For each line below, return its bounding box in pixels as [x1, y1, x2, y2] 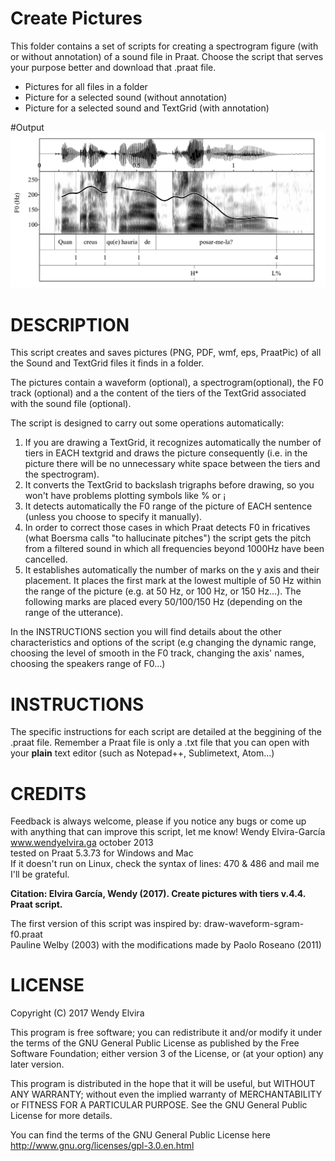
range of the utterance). [24, 607, 124, 619]
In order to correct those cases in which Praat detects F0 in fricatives [24, 522, 311, 534]
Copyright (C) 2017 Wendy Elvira [10, 1007, 145, 1019]
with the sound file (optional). [10, 398, 132, 410]
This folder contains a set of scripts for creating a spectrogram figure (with [10, 40, 319, 52]
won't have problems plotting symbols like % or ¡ [24, 490, 227, 502]
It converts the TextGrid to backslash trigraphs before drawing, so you [24, 479, 315, 491]
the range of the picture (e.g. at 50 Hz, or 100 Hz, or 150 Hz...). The [24, 585, 302, 597]
